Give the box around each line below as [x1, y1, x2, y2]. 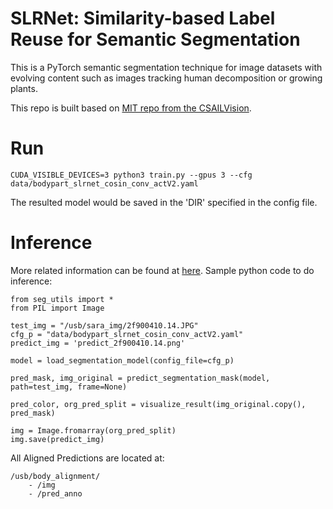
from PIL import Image [10, 303, 105, 313]
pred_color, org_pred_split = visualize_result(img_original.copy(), [10, 399, 307, 409]
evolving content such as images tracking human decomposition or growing [10, 72, 323, 84]
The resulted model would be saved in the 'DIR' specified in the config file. [10, 196, 318, 208]
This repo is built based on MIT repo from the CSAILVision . [10, 102, 252, 114]
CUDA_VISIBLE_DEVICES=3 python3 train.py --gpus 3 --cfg [10, 170, 253, 180]
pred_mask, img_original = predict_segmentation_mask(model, [10, 373, 271, 383]
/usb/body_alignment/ [10, 471, 101, 481]
